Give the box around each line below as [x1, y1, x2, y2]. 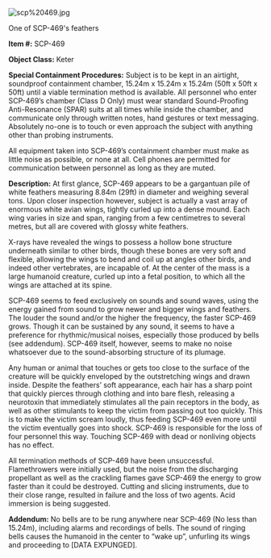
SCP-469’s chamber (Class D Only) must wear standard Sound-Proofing [8, 96, 248, 105]
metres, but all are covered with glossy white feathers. [8, 222, 190, 231]
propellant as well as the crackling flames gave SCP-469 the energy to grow [8, 473, 262, 482]
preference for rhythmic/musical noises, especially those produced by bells [8, 330, 260, 339]
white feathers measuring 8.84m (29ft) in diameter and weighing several [8, 187, 249, 197]
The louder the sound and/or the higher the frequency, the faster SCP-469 [8, 313, 256, 322]
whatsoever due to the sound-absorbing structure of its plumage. [8, 347, 226, 357]
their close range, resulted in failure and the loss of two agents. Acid [8, 490, 236, 500]
